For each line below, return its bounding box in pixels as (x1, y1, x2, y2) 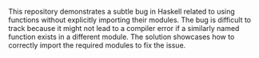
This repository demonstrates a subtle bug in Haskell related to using (8, 7, 236, 16)
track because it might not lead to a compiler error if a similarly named (8, 24, 240, 33)
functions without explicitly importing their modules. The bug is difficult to (8, 15, 252, 25)
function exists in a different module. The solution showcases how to (8, 32, 235, 41)
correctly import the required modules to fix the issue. (8, 41, 186, 50)
